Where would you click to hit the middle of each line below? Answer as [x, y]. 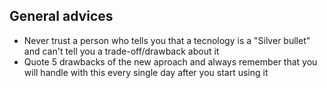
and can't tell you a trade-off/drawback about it [121, 51]
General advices [61, 16]
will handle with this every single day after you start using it [146, 72]
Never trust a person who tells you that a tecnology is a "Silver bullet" [167, 40]
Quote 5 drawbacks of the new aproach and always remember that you [170, 61]
